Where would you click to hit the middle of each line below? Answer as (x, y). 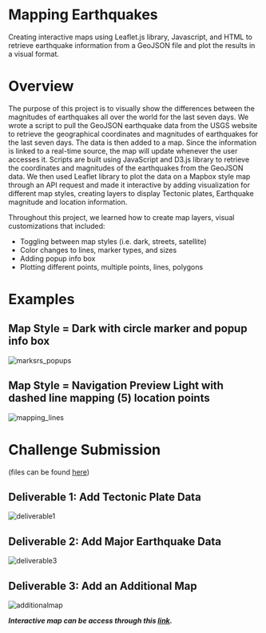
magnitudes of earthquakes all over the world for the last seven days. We (129, 117)
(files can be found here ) (49, 472)
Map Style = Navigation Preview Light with (116, 386)
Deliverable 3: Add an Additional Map (103, 586)
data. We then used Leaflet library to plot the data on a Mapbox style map (129, 176)
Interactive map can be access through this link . (91, 621)
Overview (41, 86)
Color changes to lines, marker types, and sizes (98, 250)
